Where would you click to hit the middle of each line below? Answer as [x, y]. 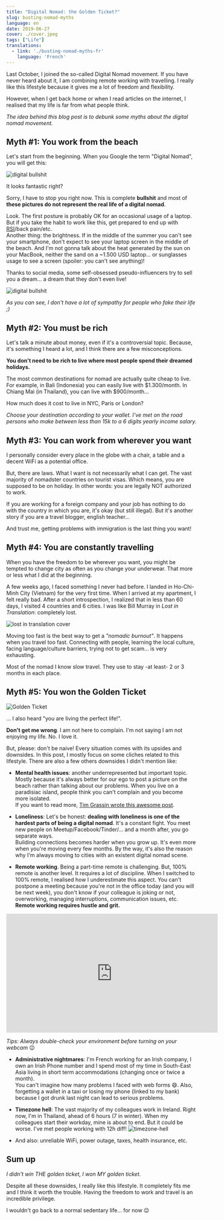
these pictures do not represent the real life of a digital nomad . [86, 204]
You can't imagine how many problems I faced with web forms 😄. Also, [104, 1085]
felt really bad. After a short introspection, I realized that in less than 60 [94, 599]
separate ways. [34, 836]
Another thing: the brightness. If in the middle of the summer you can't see [99, 236]
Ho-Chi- [184, 586]
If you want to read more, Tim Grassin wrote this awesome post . [95, 804]
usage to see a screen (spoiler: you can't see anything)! [75, 261]
